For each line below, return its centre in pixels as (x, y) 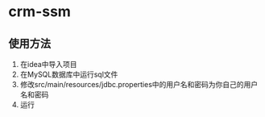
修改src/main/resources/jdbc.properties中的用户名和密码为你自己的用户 (139, 84)
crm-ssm (39, 12)
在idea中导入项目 (48, 64)
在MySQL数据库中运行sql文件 (69, 74)
